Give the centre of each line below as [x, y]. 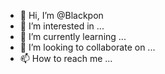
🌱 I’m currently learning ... [73, 36]
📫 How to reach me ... [66, 58]
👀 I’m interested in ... [62, 26]
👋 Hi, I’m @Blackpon [61, 15]
